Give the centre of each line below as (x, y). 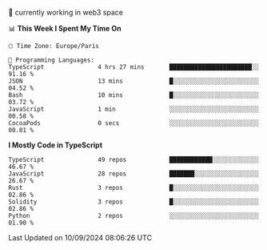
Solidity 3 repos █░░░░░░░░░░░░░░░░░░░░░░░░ (134, 202)
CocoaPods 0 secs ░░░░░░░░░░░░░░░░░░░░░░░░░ (134, 123)
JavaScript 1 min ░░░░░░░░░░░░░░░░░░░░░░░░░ (134, 109)
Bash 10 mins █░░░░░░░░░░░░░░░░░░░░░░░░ (134, 95)
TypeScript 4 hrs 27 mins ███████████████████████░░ (134, 67)
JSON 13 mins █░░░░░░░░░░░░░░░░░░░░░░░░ (134, 81)
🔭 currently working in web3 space (66, 12)
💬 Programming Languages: (51, 60)
